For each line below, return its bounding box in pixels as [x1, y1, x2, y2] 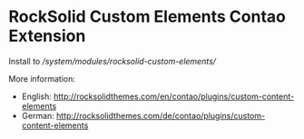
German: [21, 110, 55, 121]
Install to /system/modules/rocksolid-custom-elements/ [8, 55, 217, 66]
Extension [8, 25, 86, 46]
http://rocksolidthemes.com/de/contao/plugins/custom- [56, 110, 265, 121]
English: [21, 91, 52, 102]
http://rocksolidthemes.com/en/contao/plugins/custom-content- [53, 91, 295, 102]
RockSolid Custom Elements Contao [8, 6, 287, 27]
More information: [8, 73, 76, 84]
